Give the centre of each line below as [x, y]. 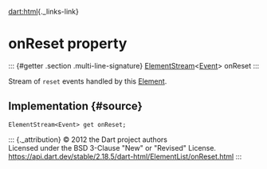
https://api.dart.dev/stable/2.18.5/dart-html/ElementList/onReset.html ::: [125, 156]
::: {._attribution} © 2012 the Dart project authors [88, 140]
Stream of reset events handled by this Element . [88, 81]
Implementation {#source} [76, 106]
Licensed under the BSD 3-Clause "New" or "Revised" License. [112, 147]
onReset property [68, 44]
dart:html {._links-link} [44, 12]
